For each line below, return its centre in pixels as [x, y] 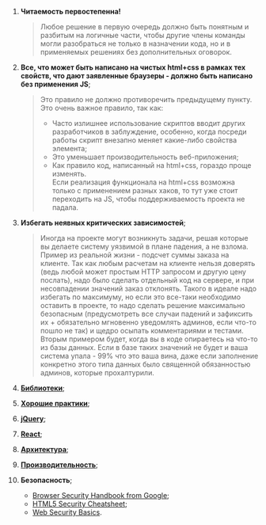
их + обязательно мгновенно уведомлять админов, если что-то [148, 322]
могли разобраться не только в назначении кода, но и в [135, 44]
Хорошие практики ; [55, 403]
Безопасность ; [46, 480]
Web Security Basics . [67, 512]
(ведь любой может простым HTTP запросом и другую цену [143, 272]
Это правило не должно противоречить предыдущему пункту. [146, 99]
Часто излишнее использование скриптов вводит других [149, 123]
